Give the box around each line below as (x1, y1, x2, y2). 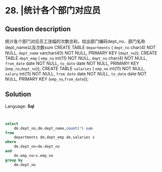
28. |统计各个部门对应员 (5, 5, 101, 16)
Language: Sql (5, 103, 35, 109)
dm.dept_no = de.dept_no (14, 144, 60, 149)
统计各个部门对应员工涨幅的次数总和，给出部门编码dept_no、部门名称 (5, 38, 145, 44)
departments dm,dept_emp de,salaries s (14, 135, 95, 140)
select (5, 121, 19, 126)
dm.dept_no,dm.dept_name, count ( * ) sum (14, 126, 93, 131)
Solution (5, 90, 31, 98)
